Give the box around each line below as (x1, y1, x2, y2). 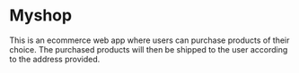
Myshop (9, 5, 73, 26)
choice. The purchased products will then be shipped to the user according (9, 44, 288, 54)
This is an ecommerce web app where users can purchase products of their (9, 35, 290, 45)
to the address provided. (9, 53, 101, 64)
